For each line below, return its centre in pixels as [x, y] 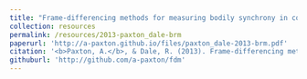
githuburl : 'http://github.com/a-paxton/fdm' [97, 60]
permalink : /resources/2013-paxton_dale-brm [95, 35]
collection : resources [53, 26]
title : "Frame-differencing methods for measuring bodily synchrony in [148, 18]
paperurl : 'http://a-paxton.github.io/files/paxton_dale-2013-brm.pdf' [148, 43]
